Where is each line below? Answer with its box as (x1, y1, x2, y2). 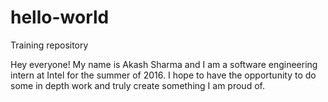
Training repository (10, 39, 89, 51)
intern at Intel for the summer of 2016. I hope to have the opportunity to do (10, 69, 317, 81)
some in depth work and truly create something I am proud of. (10, 79, 265, 91)
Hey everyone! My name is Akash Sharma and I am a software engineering (10, 58, 318, 70)
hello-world (10, 6, 110, 29)
